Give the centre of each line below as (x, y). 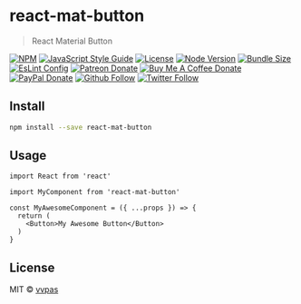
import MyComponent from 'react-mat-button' (95, 192)
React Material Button (72, 41)
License (32, 267)
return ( (34, 216)
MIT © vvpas (34, 289)
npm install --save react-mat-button (81, 127)
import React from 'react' (60, 177)
